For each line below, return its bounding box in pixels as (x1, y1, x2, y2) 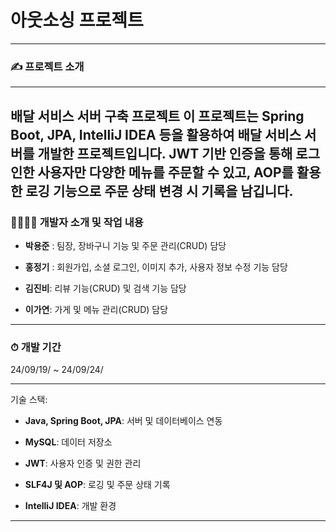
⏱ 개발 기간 (10, 340, 62, 354)
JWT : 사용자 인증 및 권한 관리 (24, 457, 142, 470)
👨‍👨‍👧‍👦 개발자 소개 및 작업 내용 (10, 215, 144, 229)
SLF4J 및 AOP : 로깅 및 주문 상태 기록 (24, 479, 171, 491)
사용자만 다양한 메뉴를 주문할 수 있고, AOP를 (37, 164, 294, 181)
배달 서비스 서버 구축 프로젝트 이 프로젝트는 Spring (10, 107, 305, 125)
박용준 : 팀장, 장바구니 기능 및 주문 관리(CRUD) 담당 (24, 239, 227, 251)
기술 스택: (10, 394, 48, 406)
